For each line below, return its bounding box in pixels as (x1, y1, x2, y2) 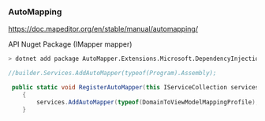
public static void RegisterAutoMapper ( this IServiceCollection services (11, 84, 259, 92)
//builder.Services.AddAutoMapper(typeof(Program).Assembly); (8, 70, 217, 78)
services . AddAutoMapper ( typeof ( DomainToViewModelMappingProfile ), (36, 98, 259, 106)
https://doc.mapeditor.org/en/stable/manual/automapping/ (8, 25, 199, 34)
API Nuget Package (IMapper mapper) (8, 40, 132, 49)
